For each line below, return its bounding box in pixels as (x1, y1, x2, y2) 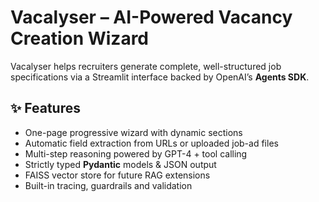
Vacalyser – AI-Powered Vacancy (10, 6, 293, 29)
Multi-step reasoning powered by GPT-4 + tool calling (24, 147, 248, 160)
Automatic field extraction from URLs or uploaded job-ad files (24, 137, 279, 149)
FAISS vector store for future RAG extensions (24, 169, 211, 181)
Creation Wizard (10, 27, 150, 50)
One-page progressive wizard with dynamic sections (24, 126, 243, 138)
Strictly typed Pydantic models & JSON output (24, 158, 217, 170)
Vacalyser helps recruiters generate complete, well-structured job (10, 60, 282, 72)
